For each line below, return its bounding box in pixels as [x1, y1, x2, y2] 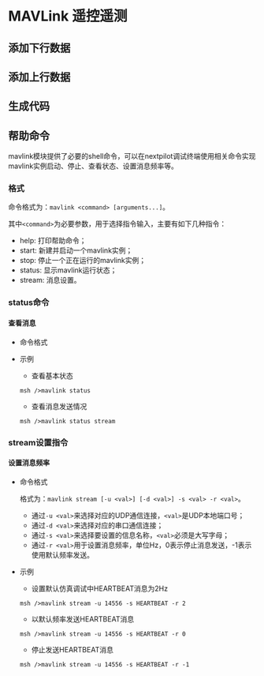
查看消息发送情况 [31, 401, 87, 411]
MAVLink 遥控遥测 [8, 7, 128, 25]
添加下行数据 [8, 41, 71, 54]
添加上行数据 [8, 70, 71, 84]
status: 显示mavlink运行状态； [19, 265, 117, 275]
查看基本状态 [31, 370, 73, 380]
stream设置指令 [8, 437, 69, 448]
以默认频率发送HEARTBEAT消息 [31, 614, 135, 624]
